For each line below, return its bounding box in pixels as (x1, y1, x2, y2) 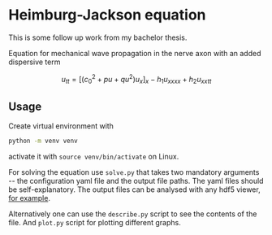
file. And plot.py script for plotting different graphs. (8, 218, 181, 228)
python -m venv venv (8, 137, 79, 146)
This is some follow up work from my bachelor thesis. (8, 33, 188, 42)
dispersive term (8, 57, 61, 67)
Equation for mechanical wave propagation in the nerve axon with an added (8, 48, 261, 58)
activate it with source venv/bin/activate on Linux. (8, 152, 179, 162)
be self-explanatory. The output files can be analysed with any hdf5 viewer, (8, 185, 261, 194)
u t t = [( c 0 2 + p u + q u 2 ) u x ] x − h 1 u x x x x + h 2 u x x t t (61, 72, 212, 86)
